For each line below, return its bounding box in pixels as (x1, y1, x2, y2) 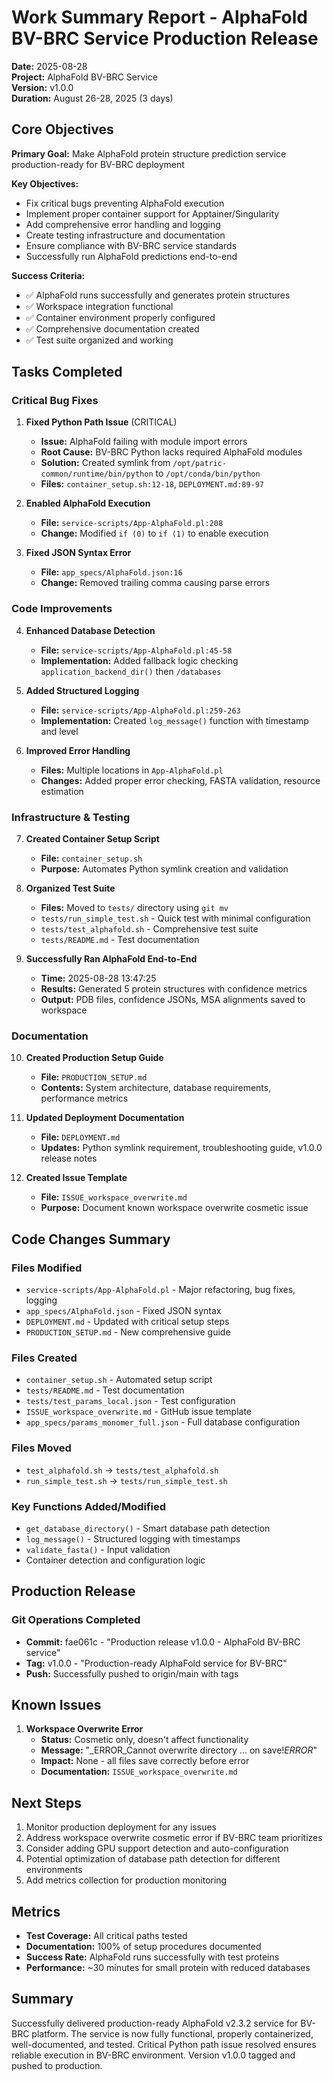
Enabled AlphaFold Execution (25, 497, 151, 510)
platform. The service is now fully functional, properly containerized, (31, 2027, 314, 2040)
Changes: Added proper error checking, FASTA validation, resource (40, 774, 321, 786)
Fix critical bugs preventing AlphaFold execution (25, 197, 225, 209)
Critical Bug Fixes (11, 394, 99, 408)
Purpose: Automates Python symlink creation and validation (40, 863, 289, 875)
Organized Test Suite (25, 882, 116, 895)
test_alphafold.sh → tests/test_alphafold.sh (25, 1464, 219, 1476)
